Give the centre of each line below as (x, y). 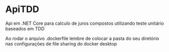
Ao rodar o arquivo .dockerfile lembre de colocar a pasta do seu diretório (82, 38)
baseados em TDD (25, 28)
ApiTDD (22, 9)
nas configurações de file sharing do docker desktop (61, 43)
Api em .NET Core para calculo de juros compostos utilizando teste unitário (84, 23)
